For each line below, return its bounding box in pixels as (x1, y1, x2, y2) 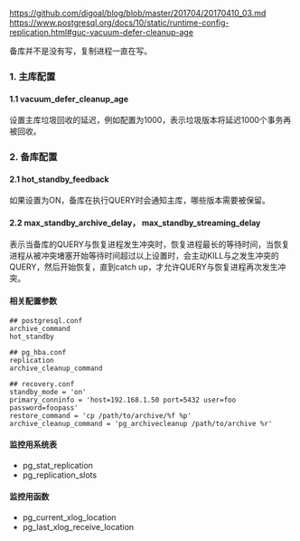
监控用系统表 (9, 439, 57, 451)
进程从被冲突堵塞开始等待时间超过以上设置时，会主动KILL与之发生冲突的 (9, 251, 279, 261)
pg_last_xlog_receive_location (22, 522, 135, 533)
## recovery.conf (9, 379, 75, 388)
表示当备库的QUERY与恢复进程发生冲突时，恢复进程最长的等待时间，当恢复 (9, 239, 290, 250)
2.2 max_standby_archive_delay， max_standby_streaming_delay (9, 217, 261, 228)
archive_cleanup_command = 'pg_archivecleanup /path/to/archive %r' (9, 419, 273, 428)
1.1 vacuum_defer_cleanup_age (9, 93, 129, 104)
